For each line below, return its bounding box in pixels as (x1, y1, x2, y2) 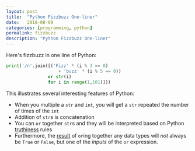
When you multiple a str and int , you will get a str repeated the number (14, 101, 190, 108)
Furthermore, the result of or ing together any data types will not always (14, 132, 187, 139)
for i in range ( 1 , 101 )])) (47, 79, 111, 85)
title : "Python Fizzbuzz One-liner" (6, 14, 98, 20)
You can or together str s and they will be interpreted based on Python (14, 120, 184, 127)
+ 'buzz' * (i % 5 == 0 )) (58, 68, 121, 74)
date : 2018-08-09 (6, 19, 54, 25)
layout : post (6, 8, 38, 15)
